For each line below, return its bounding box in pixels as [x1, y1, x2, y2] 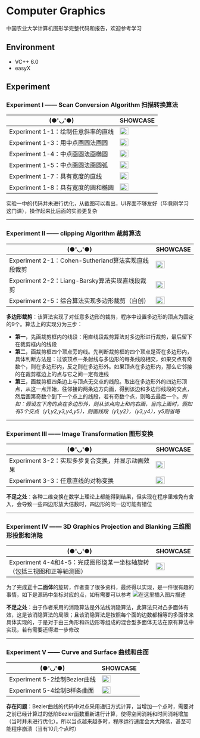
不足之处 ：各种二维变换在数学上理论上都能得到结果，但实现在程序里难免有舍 [6, 493, 194, 500]
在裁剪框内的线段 [14, 340, 57, 348]
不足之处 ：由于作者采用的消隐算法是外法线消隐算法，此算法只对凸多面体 [6, 604, 183, 611]
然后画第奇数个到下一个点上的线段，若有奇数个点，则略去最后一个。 [14, 392, 182, 400]
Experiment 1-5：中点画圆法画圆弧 [9, 161, 108, 169]
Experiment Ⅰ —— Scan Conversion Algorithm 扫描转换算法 [6, 101, 179, 109]
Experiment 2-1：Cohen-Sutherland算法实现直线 [9, 256, 149, 265]
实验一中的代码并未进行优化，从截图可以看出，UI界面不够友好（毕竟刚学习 [6, 200, 189, 207]
